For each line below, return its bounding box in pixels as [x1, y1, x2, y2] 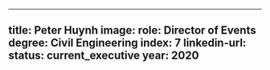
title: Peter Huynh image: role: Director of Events [8, 23, 256, 37]
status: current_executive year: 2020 [8, 49, 199, 63]
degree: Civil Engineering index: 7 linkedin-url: [8, 36, 247, 50]
